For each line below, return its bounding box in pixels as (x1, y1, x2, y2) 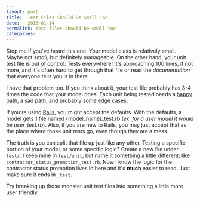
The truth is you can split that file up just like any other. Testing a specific (6, 139, 186, 146)
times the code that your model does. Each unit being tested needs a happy (6, 91, 192, 98)
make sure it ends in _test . (6, 171, 73, 178)
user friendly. (6, 189, 39, 196)
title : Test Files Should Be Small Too (6, 14, 109, 20)
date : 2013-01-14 (6, 20, 55, 26)
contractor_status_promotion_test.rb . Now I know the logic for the (6, 158, 172, 166)
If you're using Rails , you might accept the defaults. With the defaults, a (6, 109, 182, 116)
